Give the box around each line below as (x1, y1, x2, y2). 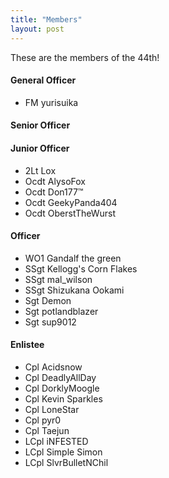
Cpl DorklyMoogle (24, 382, 100, 394)
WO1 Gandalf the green (24, 252, 122, 264)
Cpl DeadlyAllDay (24, 371, 97, 383)
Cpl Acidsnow (24, 361, 83, 373)
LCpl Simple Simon (24, 446, 103, 458)
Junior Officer (10, 142, 70, 154)
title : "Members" (10, 14, 83, 25)
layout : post (10, 24, 65, 34)
